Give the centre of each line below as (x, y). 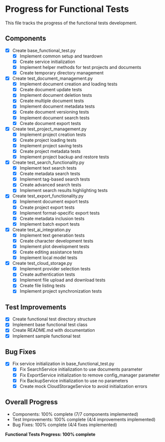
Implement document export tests (54, 201)
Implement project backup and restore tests (64, 157)
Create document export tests (50, 123)
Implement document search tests (55, 118)
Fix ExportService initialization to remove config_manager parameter (90, 375)
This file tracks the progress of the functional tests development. (71, 23)
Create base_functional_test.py (44, 50)
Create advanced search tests (51, 185)
